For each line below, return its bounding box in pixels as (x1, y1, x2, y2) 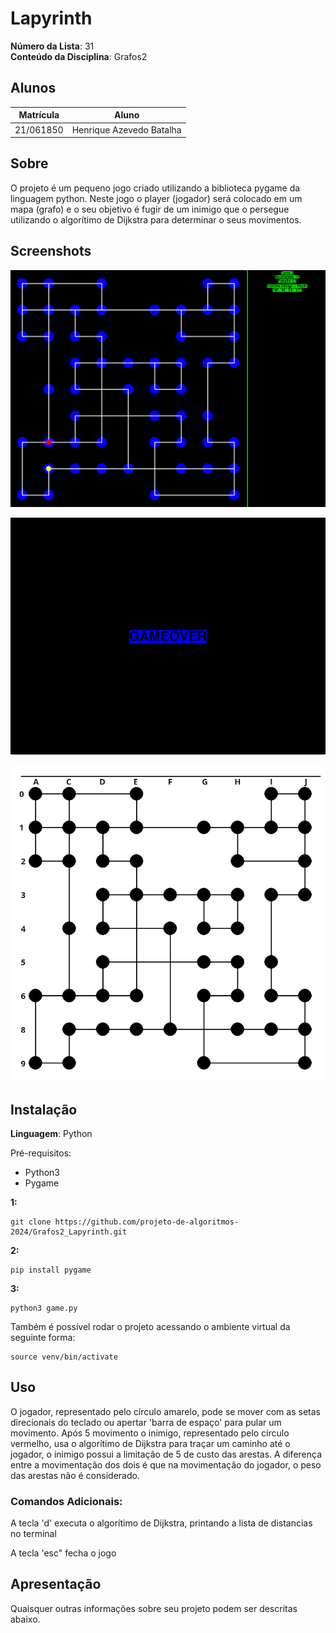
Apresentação (10, 1576, 102, 1593)
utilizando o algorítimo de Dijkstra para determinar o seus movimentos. (10, 213, 302, 226)
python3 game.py (10, 1303, 78, 1313)
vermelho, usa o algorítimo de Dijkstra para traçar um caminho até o (10, 1437, 291, 1449)
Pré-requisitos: (10, 1147, 72, 1159)
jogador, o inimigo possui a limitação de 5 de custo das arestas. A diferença (10, 1448, 323, 1460)
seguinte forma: (10, 1331, 76, 1343)
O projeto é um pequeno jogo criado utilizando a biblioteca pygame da (10, 182, 301, 194)
